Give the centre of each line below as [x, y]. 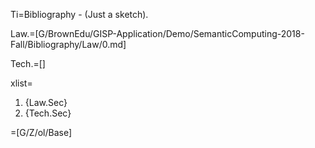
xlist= [21, 83]
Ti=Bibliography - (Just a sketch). [79, 14]
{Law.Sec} [46, 102]
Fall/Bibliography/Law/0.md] [68, 44]
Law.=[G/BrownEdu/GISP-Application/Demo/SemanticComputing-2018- [157, 33]
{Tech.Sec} [48, 113]
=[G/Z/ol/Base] [41, 132]
